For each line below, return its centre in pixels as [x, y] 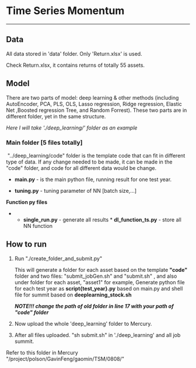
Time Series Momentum [65, 11]
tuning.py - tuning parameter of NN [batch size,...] [76, 190]
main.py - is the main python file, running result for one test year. [93, 179]
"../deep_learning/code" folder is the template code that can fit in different [96, 155]
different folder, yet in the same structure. [56, 116]
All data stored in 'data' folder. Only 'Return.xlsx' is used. [74, 53]
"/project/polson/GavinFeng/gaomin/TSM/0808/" [65, 359]
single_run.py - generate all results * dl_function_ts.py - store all [102, 219]
